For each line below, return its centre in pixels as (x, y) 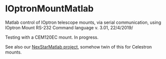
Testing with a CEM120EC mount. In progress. (52, 37)
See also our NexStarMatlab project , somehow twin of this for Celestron (79, 47)
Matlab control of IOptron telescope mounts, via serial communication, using (83, 22)
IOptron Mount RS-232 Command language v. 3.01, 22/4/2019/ (69, 27)
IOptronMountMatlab (50, 9)
